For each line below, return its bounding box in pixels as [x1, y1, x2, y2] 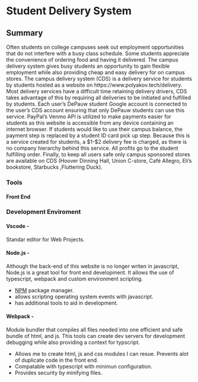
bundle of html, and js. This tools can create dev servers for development [6, 333, 186, 340]
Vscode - [6, 223, 30, 230]
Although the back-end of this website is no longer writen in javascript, [6, 263, 179, 270]
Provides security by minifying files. [14, 370, 103, 377]
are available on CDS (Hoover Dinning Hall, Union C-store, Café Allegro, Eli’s [6, 157, 192, 164]
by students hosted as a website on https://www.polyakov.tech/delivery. [6, 81, 183, 89]
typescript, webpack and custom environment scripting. [6, 275, 143, 282]
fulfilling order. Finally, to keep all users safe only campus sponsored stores [6, 151, 191, 158]
